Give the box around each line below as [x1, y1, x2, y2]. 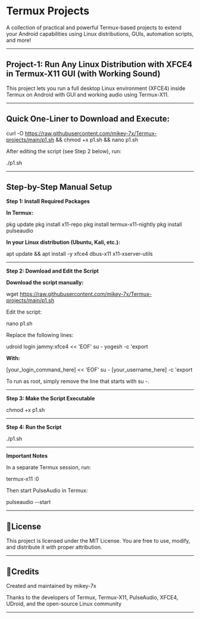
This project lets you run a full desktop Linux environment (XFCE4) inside [6, 85, 186, 92]
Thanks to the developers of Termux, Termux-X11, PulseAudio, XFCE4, [6, 594, 179, 601]
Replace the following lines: [6, 332, 74, 339]
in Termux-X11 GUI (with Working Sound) [6, 69, 161, 79]
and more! [6, 36, 32, 44]
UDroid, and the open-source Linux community [6, 601, 122, 607]
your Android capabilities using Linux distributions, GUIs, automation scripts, [6, 30, 194, 37]
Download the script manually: [6, 279, 84, 286]
